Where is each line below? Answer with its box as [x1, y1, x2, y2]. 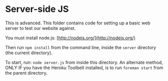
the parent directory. [5, 70, 48, 76]
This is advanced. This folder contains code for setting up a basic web [5, 20, 150, 26]
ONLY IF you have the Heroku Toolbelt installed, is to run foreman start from [5, 65, 163, 71]
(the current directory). [5, 50, 53, 56]
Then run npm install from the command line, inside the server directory [5, 44, 156, 50]
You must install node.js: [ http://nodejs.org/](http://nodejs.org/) [5, 35, 136, 41]
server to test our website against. [5, 25, 76, 31]
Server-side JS [5, 3, 69, 15]
